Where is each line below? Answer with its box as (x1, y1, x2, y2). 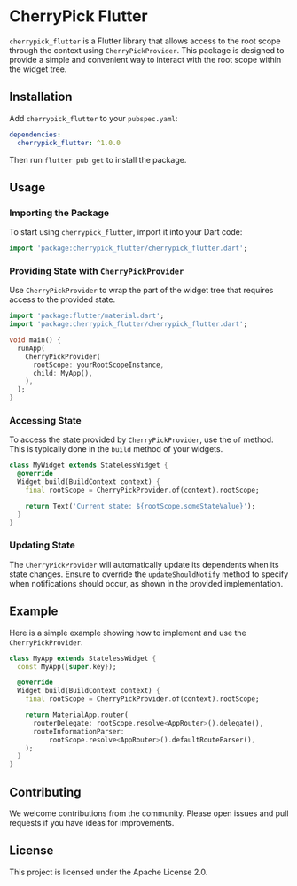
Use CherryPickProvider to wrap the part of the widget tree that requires (9, 285, 274, 296)
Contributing (9, 784, 82, 799)
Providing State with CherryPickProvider (9, 264, 184, 276)
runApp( (17, 344, 46, 353)
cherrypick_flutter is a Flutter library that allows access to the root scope (9, 35, 281, 46)
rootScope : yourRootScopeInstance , (32, 361, 165, 369)
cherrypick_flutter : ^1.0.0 (17, 138, 121, 147)
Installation (9, 89, 73, 105)
